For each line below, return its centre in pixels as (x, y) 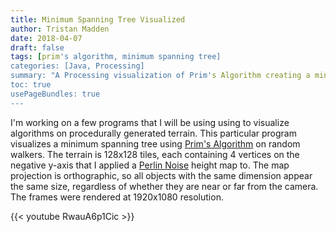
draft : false (37, 47)
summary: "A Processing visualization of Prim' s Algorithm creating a (160, 76)
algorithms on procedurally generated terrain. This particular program (153, 133)
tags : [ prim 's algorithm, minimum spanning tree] (116, 57)
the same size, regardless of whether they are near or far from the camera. (164, 186)
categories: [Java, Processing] (77, 66)
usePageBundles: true (55, 94)
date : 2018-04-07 (46, 38)
